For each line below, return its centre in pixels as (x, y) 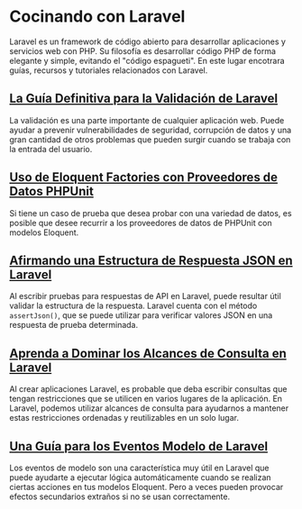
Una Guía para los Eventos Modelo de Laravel (139, 446)
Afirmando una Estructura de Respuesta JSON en (151, 260)
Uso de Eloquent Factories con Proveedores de (143, 177)
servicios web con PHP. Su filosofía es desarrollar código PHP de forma (143, 50)
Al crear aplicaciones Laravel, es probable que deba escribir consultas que (148, 389)
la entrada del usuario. (51, 149)
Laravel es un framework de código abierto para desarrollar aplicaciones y (148, 41)
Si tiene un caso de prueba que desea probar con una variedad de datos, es (151, 213)
